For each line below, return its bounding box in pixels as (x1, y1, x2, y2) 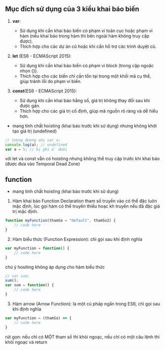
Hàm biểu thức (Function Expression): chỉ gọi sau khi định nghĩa (12, 236, 142, 242)
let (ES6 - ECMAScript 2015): (12, 53, 72, 59)
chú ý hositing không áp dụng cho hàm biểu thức (5, 264, 105, 270)
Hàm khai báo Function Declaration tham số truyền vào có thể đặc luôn (12, 198, 157, 204)
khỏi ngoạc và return (5, 339, 48, 345)
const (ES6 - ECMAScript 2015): (12, 87, 78, 94)
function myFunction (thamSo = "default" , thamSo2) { (5, 218, 116, 223)
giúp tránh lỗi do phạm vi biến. (19, 78, 82, 84)
